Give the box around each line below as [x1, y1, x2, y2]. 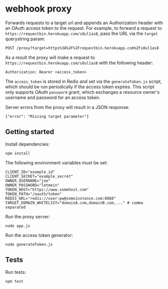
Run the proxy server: [5, 213, 50, 219]
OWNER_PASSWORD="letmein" [5, 183, 60, 188]
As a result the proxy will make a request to [5, 54, 95, 61]
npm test [5, 278, 24, 284]
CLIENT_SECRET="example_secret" [5, 174, 73, 179]
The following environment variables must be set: [5, 159, 108, 165]
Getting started [5, 128, 54, 136]
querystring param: [5, 36, 45, 42]
